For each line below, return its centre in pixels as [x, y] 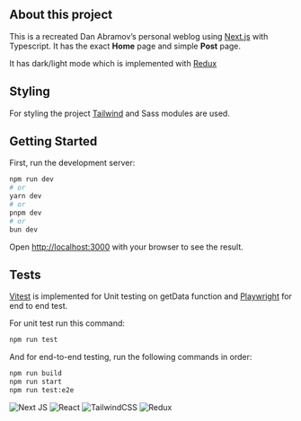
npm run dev [31, 180]
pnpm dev [26, 213]
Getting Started [53, 141]
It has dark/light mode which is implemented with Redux [113, 63]
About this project [61, 15]
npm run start [36, 382]
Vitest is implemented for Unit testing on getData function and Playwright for [150, 296]
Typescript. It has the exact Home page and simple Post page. [125, 46]
